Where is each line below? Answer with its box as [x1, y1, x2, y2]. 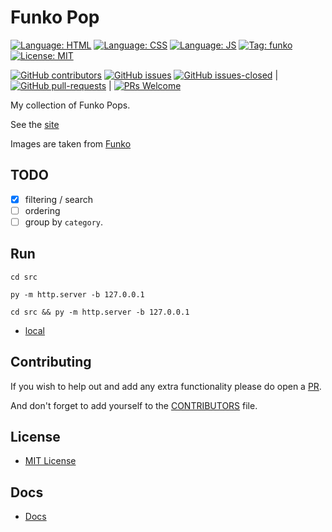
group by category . [24, 216, 104, 228]
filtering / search [24, 193, 93, 205]
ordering [24, 204, 61, 216]
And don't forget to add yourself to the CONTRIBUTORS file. [10, 399, 258, 411]
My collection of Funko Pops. [10, 99, 131, 111]
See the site [10, 118, 60, 130]
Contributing [10, 354, 92, 371]
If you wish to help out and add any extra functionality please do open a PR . [10, 380, 322, 392]
